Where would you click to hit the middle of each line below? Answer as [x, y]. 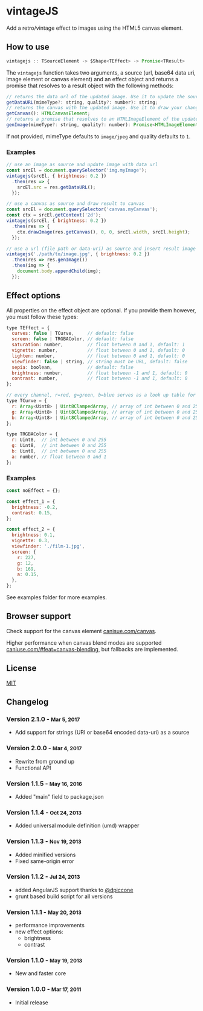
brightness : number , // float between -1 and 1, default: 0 [100, 373]
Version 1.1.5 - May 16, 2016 [44, 784]
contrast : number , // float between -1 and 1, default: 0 [100, 378]
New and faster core [40, 973]
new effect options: [39, 932]
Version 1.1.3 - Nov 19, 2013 [44, 841]
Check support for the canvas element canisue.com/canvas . [82, 631]
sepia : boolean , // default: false [73, 367]
